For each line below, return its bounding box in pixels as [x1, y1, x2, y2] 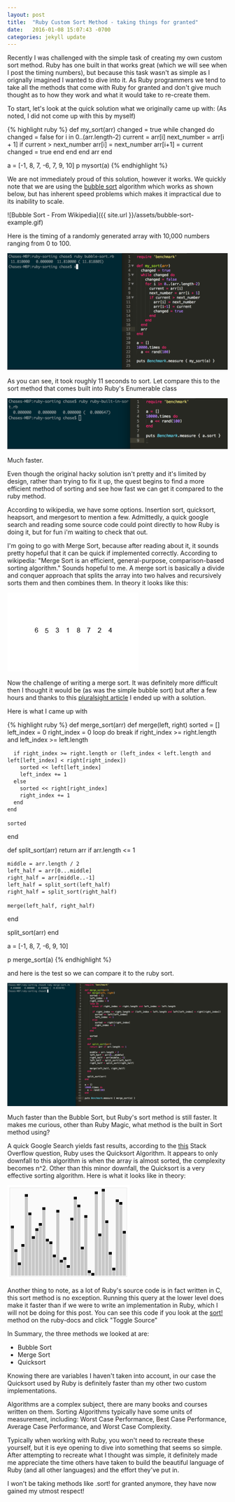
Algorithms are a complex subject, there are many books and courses [7, 1400, 208, 1409]
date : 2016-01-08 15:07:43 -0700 [7, 26, 111, 33]
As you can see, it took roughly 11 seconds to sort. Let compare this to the [7, 377, 220, 385]
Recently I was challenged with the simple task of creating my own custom [7, 53, 222, 62]
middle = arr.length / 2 [7, 860, 80, 867]
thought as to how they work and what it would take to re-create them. [7, 91, 211, 100]
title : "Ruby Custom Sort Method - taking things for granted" [7, 18, 199, 26]
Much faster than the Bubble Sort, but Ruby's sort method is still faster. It [7, 1113, 218, 1121]
